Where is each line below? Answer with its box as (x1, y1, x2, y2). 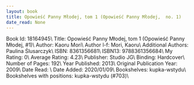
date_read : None (6, 19, 46, 25)
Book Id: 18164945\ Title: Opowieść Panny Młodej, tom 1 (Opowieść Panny (6, 36, 185, 42)
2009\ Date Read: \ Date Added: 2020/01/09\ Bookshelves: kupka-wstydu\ (6, 66, 186, 73)
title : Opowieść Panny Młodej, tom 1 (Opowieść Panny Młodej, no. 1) (6, 14, 182, 20)
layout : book (6, 8, 38, 15)
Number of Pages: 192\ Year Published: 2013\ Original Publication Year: (6, 60, 178, 67)
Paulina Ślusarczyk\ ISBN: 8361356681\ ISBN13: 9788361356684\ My (6, 48, 173, 55)
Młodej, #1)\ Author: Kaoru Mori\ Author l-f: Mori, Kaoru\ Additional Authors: (6, 41, 189, 48)
